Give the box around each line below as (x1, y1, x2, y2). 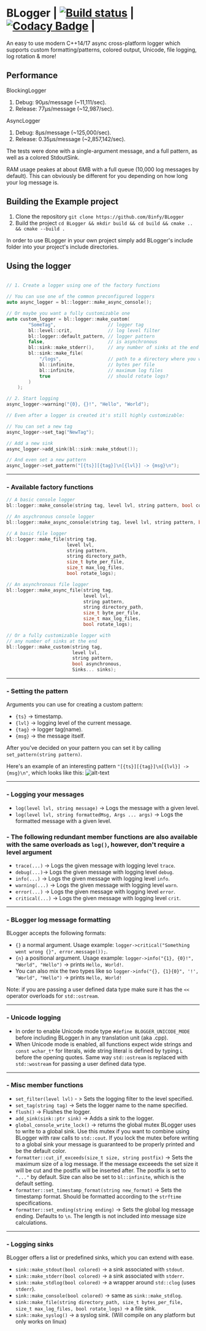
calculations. (15, 1219, 48, 1226)
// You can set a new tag (6, 423, 72, 430)
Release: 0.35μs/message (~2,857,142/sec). (15, 135, 126, 142)
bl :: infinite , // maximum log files (39, 367, 164, 374)
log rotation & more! (6, 52, 56, 60)
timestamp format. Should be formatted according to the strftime (15, 1192, 182, 1200)
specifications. (15, 1199, 53, 1206)
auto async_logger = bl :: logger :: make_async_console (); (6, 299, 152, 306)
